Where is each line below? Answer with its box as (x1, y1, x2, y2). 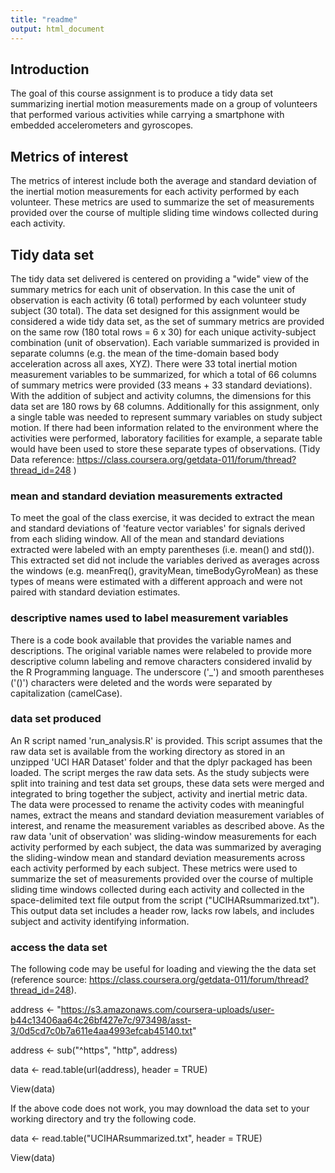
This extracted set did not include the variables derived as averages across (10, 554, 320, 566)
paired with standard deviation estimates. (10, 586, 181, 598)
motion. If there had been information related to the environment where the (10, 421, 319, 433)
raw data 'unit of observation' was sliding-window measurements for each (10, 830, 317, 842)
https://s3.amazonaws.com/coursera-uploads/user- (60, 1004, 275, 1016)
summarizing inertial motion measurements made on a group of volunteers (10, 98, 318, 110)
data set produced (10, 712, 102, 726)
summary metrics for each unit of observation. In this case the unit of (10, 283, 296, 295)
